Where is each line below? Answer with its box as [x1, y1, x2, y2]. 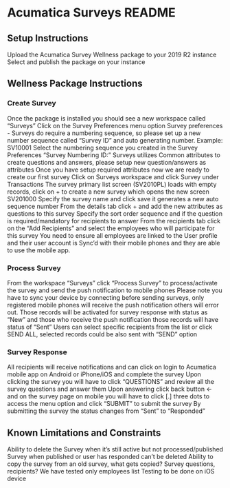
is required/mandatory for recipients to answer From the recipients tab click [7, 216, 221, 225]
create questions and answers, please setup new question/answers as [7, 158, 207, 166]
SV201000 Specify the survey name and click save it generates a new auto [7, 194, 219, 203]
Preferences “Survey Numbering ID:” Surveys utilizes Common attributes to [7, 150, 221, 159]
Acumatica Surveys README [7, 5, 176, 21]
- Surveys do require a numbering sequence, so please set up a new [7, 129, 201, 137]
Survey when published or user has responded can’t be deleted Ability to [7, 453, 214, 461]
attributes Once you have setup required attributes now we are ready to [7, 165, 209, 174]
